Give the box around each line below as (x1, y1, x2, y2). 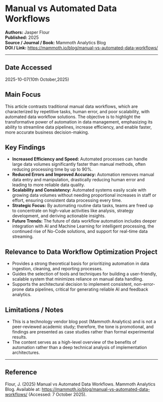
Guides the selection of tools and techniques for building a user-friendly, (12, 271, 157, 277)
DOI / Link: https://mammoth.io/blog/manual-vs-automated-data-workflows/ (5, 45, 158, 51)
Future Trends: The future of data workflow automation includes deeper (12, 218, 157, 224)
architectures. (12, 350, 40, 355)
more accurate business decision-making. (5, 129, 89, 135)
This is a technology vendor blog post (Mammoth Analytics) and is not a (12, 319, 156, 324)
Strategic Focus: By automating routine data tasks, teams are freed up (12, 203, 154, 209)
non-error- (133, 281, 155, 287)
